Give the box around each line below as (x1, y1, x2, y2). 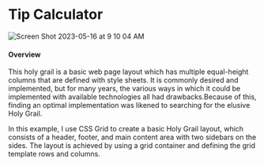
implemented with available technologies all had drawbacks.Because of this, (8, 92, 257, 101)
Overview (8, 50, 41, 59)
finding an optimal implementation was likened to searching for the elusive (8, 101, 251, 110)
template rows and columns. (8, 149, 100, 159)
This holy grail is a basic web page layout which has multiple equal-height (8, 67, 249, 76)
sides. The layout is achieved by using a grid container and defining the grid (8, 141, 255, 150)
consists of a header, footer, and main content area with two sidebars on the (8, 132, 257, 142)
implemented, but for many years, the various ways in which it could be (8, 84, 241, 94)
